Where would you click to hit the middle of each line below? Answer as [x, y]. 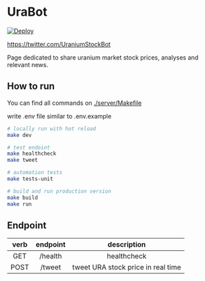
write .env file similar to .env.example [59, 116]
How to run [31, 86]
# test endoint [29, 147]
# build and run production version [59, 191]
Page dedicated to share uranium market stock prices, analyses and [103, 57]
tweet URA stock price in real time [127, 267]
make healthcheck [32, 154]
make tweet [23, 160]
